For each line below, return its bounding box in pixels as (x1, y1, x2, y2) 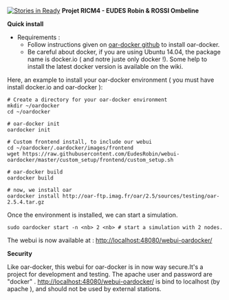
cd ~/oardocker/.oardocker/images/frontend (7, 144, 134, 151)
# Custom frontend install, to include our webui (7, 138, 153, 145)
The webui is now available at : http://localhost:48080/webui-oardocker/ (7, 236, 212, 244)
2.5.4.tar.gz (7, 199, 45, 206)
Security (7, 250, 32, 257)
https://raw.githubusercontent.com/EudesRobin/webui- (22, 151, 180, 158)
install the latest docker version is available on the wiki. (27, 63, 184, 70)
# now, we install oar (7, 186, 72, 193)
